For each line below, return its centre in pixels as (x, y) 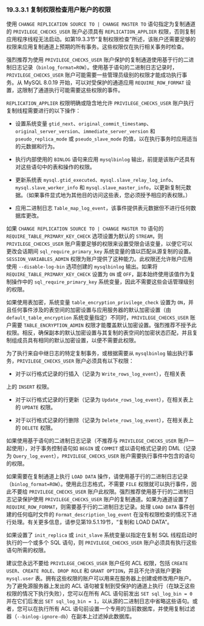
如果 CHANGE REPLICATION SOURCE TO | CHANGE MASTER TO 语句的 (85, 229)
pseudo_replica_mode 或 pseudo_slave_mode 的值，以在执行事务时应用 (101, 139)
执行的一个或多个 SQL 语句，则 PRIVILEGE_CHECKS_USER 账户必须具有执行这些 (102, 543)
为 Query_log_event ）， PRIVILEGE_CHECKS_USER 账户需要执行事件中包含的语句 (101, 456)
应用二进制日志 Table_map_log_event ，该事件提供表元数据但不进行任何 (103, 208)
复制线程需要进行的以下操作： (43, 111)
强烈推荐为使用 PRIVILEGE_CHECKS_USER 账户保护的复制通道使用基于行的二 (98, 60)
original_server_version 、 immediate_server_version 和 (85, 131)
